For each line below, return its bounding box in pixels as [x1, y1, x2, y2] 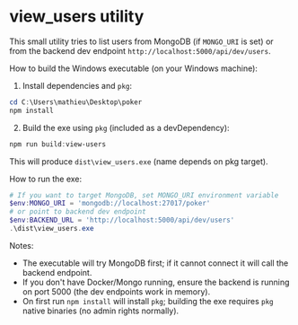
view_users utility [9, 6, 145, 27]
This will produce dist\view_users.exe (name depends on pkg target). [9, 155, 268, 167]
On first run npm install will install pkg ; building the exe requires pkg [22, 295, 274, 306]
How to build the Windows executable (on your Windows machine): [9, 63, 259, 74]
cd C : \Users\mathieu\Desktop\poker [9, 97, 143, 107]
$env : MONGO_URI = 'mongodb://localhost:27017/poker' [9, 199, 211, 208]
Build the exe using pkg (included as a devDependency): [22, 122, 231, 133]
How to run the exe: [9, 173, 83, 184]
